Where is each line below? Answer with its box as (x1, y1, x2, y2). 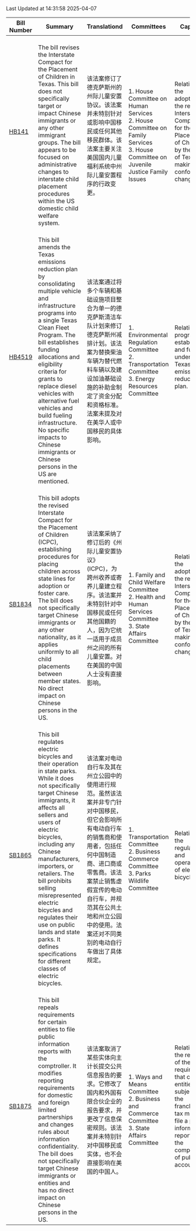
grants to (37, 375, 63, 383)
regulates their (37, 913, 78, 921)
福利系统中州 (86, 162, 123, 170)
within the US (37, 197, 75, 205)
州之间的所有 (86, 644, 123, 651)
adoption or (37, 582, 70, 590)
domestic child (37, 204, 79, 212)
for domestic (37, 1091, 73, 1099)
